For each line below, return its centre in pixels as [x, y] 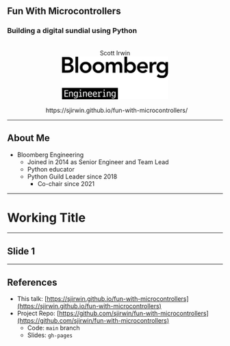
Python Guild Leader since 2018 [72, 176]
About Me [28, 138]
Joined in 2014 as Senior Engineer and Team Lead [98, 162]
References [32, 282]
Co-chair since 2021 [66, 183]
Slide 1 [21, 251]
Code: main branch [53, 328]
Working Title [47, 217]
